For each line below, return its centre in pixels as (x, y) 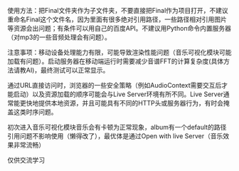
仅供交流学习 (26, 160)
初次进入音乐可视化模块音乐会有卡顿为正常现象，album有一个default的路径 (117, 127)
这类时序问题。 (35, 112)
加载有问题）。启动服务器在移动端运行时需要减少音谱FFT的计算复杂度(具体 (116, 61)
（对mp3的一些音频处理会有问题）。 (59, 37)
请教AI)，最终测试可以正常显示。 (61, 70)
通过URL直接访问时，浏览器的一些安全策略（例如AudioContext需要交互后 (115, 85)
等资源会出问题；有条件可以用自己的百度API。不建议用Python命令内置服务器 (119, 28)
